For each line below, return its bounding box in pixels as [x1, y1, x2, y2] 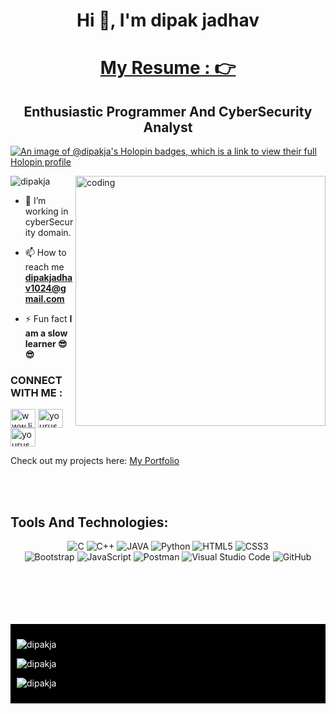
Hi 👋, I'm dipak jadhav [76, 9, 260, 32]
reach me [24, 261, 65, 273]
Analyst [143, 119, 193, 136]
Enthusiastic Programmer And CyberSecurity [23, 103, 313, 120]
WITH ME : [10, 386, 63, 400]
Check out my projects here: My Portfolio [10, 455, 180, 467]
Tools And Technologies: [10, 514, 169, 531]
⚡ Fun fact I [24, 313, 73, 325]
